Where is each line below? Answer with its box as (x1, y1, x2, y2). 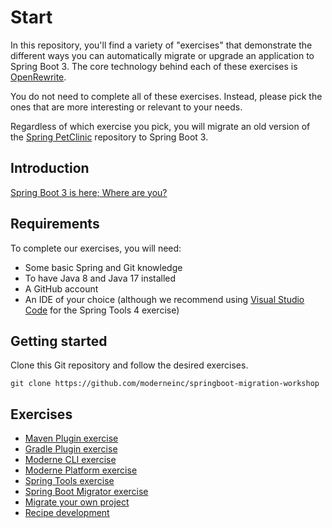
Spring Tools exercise (24, 475, 115, 487)
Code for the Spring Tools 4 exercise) (24, 304, 180, 316)
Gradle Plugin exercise (24, 443, 118, 455)
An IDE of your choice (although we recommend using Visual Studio (24, 293, 305, 305)
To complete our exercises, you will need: (10, 242, 182, 254)
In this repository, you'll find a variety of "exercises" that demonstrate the (10, 39, 313, 51)
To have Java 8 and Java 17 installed (24, 272, 177, 284)
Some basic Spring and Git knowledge (24, 261, 183, 273)
